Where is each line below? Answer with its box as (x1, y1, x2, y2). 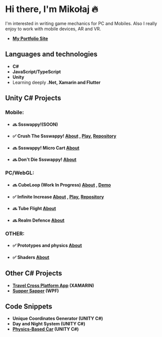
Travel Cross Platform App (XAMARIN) (12, 282, 94, 288)
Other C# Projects (5, 269, 62, 278)
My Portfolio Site (12, 35, 48, 41)
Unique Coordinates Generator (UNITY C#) (12, 315, 103, 321)
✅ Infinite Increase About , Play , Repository (12, 194, 104, 200)
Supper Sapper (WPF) (12, 287, 59, 294)
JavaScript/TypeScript (12, 69, 61, 75)
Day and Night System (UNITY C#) (12, 321, 85, 327)
